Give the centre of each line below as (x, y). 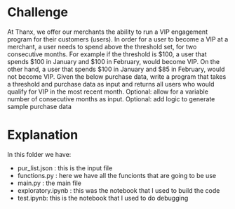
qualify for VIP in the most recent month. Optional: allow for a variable (108, 91)
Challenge (38, 12)
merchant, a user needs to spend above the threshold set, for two (102, 46)
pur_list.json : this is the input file (65, 168)
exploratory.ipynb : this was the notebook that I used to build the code (119, 190)
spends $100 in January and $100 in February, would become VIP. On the (113, 61)
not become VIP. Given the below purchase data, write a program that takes (117, 76)
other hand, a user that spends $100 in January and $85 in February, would (116, 69)
